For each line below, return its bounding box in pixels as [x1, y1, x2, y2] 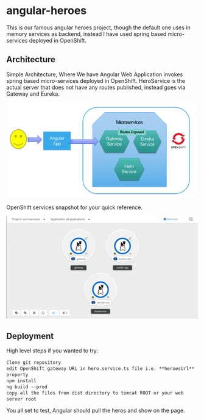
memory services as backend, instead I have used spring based [6, 30, 167, 37]
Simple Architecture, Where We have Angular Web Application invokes [6, 71, 183, 78]
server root [6, 396, 37, 402]
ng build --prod [6, 383, 47, 390]
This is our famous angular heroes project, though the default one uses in [6, 24, 191, 31]
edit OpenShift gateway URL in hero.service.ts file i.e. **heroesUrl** [6, 365, 195, 372]
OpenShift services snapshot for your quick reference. [6, 204, 143, 211]
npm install [6, 377, 37, 384]
